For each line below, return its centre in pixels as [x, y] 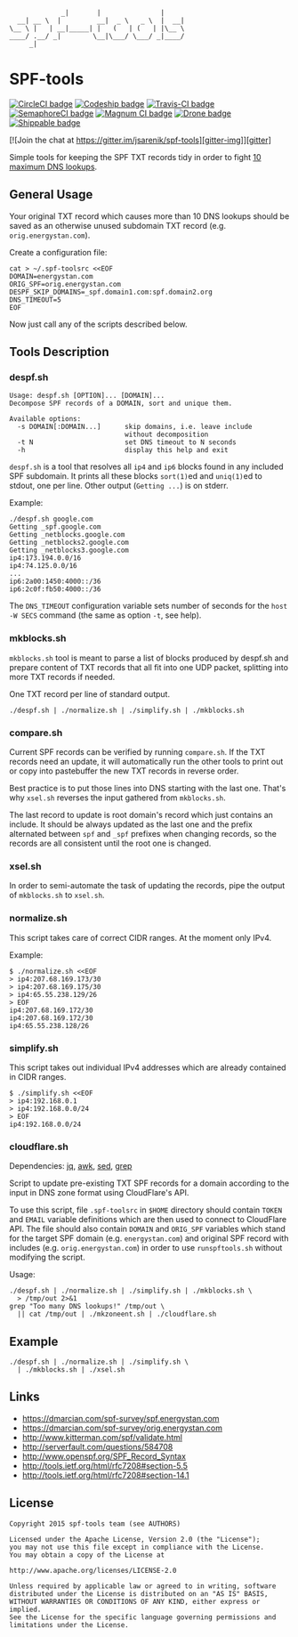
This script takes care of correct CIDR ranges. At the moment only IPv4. [141, 937]
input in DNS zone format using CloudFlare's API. [99, 1193]
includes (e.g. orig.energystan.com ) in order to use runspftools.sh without [146, 1248]
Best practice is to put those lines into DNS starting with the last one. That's [148, 789]
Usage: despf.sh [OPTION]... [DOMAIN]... [87, 396]
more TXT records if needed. [62, 677]
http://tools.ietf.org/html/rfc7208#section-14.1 [105, 1475]
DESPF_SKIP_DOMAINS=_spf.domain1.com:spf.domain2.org [111, 292]
